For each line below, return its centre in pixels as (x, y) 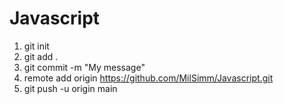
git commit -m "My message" (84, 67)
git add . (41, 56)
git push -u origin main (70, 88)
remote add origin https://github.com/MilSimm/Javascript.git (148, 78)
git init (36, 46)
